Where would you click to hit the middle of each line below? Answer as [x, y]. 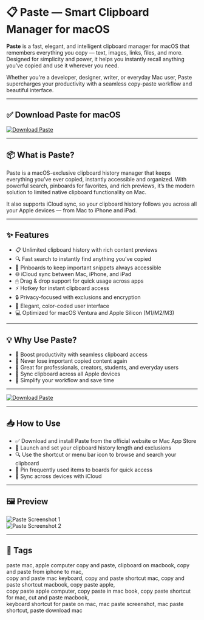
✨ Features [28, 235]
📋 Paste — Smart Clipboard [78, 12]
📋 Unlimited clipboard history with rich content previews [86, 250]
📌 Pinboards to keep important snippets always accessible [88, 268]
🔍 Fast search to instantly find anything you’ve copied [83, 259]
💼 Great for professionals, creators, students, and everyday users [97, 368]
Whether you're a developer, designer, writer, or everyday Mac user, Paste [99, 77]
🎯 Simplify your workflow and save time [65, 380]
